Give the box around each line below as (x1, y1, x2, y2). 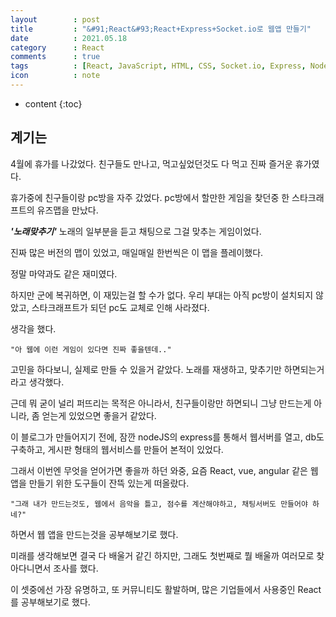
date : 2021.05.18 (10, 33, 128, 43)
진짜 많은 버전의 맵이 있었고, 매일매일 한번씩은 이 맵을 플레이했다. (10, 246, 264, 258)
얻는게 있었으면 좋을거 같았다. (41, 409, 157, 421)
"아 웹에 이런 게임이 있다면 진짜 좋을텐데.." (10, 344, 172, 355)
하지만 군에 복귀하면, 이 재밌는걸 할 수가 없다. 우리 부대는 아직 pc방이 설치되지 (10, 289, 314, 301)
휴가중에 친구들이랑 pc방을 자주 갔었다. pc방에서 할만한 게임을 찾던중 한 (10, 191, 290, 203)
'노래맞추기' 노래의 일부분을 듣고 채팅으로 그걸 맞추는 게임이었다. (10, 225, 262, 237)
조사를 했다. (53, 562, 99, 574)
